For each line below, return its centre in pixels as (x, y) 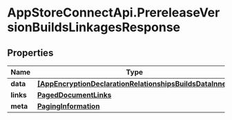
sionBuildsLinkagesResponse (94, 27)
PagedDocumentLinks (74, 95)
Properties (30, 53)
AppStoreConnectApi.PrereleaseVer (114, 13)
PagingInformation (68, 106)
